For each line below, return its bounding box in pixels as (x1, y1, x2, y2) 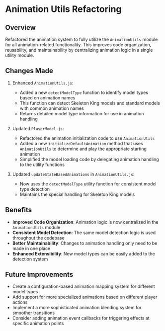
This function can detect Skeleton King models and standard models (19, 100, 160, 106)
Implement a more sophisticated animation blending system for (12, 305, 142, 311)
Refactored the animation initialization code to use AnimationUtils (19, 135, 155, 141)
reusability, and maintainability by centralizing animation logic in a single (5, 47, 153, 53)
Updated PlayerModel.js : (12, 125, 64, 131)
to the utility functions (19, 162, 65, 167)
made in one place (12, 245, 51, 251)
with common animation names (19, 105, 84, 111)
